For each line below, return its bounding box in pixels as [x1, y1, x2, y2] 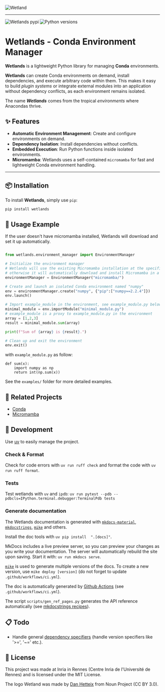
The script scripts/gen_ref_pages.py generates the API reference [5, 598, 138, 604]
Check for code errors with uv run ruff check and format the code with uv [5, 462, 156, 468]
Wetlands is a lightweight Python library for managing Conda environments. [5, 63, 160, 69]
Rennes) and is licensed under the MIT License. [5, 672, 102, 678]
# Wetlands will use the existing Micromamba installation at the [5, 266, 144, 271]
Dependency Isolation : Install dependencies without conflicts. [12, 141, 138, 147]
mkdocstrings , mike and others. [5, 524, 67, 530]
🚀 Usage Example [5, 220, 60, 229]
